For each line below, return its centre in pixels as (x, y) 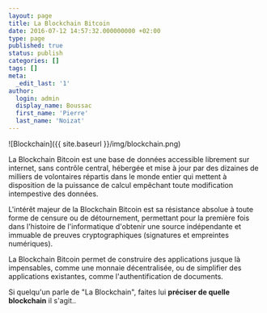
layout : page (30, 16)
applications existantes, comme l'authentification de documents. (116, 276)
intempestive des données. (53, 194)
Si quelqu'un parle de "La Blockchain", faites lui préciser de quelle (119, 292)
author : (21, 91)
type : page (27, 38)
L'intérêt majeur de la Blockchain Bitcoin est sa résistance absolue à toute (131, 209)
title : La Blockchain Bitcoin (59, 23)
